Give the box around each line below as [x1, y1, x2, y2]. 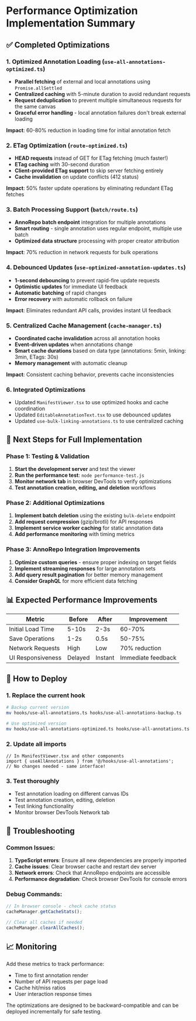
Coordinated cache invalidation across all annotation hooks [14, 335, 160, 342]
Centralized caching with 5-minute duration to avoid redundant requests [14, 90, 191, 97]
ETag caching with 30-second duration [14, 161, 110, 168]
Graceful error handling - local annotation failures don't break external [14, 109, 186, 116]
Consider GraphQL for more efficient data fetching [14, 577, 137, 584]
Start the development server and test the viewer [14, 466, 136, 473]
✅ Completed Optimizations [6, 40, 110, 50]
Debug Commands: [6, 890, 63, 898]
